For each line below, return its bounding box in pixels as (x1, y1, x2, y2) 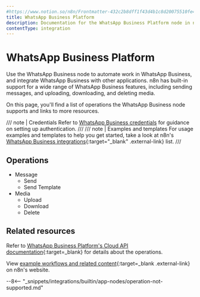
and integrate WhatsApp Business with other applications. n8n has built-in (6, 77, 188, 84)
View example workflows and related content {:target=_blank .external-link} (6, 260, 190, 267)
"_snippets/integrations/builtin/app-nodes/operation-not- (23, 277, 163, 285)
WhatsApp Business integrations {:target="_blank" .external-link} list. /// (6, 138, 182, 145)
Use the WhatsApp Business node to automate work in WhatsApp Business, (6, 71, 192, 78)
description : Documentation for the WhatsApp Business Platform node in (6, 20, 190, 26)
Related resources (6, 226, 76, 236)
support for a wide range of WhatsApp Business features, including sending (6, 83, 192, 90)
